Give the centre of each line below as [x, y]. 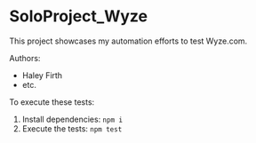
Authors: [25, 58]
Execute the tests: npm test [72, 128]
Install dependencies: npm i [72, 119]
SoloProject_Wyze [79, 16]
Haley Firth [42, 75]
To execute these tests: [52, 102]
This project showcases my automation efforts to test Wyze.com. [128, 41]
